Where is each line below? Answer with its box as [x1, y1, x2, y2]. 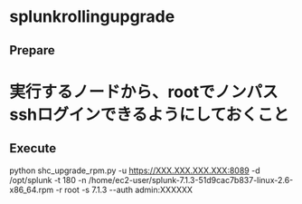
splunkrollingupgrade [9, 6, 175, 27]
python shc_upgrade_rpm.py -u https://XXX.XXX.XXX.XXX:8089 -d [9, 165, 260, 176]
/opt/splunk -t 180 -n [9, 174, 87, 185]
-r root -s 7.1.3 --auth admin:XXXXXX [55, 184, 193, 195]
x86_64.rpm [9, 184, 54, 195]
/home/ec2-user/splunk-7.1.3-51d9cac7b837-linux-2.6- [88, 174, 294, 185]
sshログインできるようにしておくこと [9, 104, 289, 124]
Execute [9, 141, 57, 156]
